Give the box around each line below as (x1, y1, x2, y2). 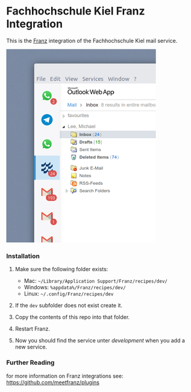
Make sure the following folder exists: (14, 266, 108, 273)
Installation (6, 252, 40, 260)
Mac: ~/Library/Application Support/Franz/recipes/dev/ (23, 277, 168, 284)
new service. (14, 343, 47, 351)
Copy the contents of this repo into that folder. (14, 313, 130, 321)
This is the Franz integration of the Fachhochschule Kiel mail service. (6, 37, 178, 44)
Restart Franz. (14, 325, 50, 333)
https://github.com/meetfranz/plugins (6, 379, 100, 386)
